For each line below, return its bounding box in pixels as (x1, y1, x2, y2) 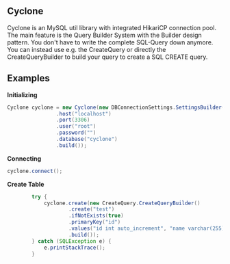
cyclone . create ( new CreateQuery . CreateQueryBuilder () (43, 200, 201, 207)
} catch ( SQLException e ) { (31, 237, 112, 245)
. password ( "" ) (55, 129, 97, 136)
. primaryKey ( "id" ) (68, 219, 121, 226)
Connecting (7, 154, 42, 163)
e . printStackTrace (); (43, 244, 106, 251)
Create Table (7, 180, 44, 188)
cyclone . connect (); (7, 168, 63, 174)
